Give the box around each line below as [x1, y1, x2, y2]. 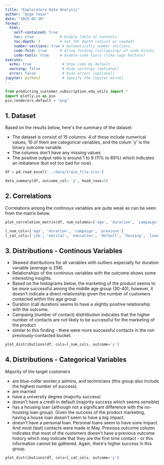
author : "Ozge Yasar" [5, 12, 49, 17]
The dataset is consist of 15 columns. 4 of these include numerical [12, 134, 146, 140]
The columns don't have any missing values [12, 150, 101, 156]
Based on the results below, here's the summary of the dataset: [5, 124, 133, 130]
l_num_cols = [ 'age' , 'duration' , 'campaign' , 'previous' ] [5, 228, 124, 233]
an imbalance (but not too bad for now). [12, 160, 93, 166]
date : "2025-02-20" [5, 16, 45, 21]
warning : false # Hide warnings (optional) [9, 67, 119, 72]
